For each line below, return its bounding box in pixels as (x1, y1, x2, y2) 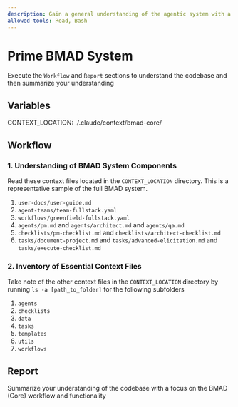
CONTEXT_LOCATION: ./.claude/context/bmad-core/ (7, 118, 162, 127)
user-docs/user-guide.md (17, 199, 92, 207)
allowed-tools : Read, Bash (7, 17, 88, 24)
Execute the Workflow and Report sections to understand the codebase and (7, 71, 227, 80)
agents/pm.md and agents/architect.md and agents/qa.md (17, 220, 185, 229)
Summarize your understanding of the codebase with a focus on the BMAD (7, 384, 228, 393)
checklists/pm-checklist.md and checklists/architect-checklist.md (17, 228, 221, 237)
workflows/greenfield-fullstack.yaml (17, 215, 130, 222)
